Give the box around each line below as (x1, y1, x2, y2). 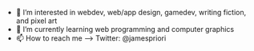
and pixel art (15, 16, 58, 25)
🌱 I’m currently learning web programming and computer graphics (15, 25, 235, 33)
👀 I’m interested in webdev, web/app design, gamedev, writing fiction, (15, 8, 247, 17)
